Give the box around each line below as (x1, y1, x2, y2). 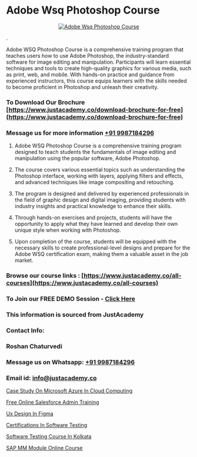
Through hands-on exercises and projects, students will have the (14, 214, 172, 221)
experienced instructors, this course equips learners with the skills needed (6, 77, 187, 84)
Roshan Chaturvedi (6, 342, 63, 350)
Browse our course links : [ (6, 272, 84, 280)
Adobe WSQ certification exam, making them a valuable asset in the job (14, 251, 189, 258)
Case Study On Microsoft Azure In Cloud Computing (6, 387, 133, 394)
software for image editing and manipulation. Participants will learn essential (6, 58, 191, 65)
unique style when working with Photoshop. (14, 226, 122, 234)
